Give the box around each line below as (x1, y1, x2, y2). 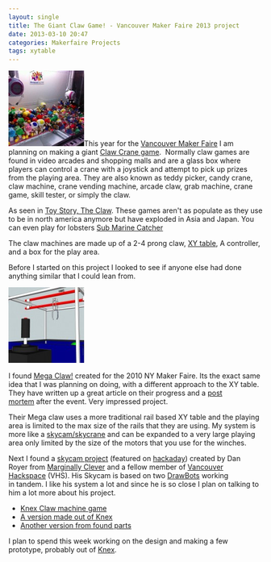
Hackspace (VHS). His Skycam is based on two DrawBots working (8, 471, 229, 481)
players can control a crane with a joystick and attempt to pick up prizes (8, 164, 248, 174)
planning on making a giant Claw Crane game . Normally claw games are (8, 148, 250, 157)
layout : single (8, 13, 60, 21)
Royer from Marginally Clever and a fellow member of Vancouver (8, 462, 224, 472)
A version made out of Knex (19, 512, 113, 522)
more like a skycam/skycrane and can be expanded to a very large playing (8, 430, 256, 439)
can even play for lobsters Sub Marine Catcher (8, 223, 164, 233)
